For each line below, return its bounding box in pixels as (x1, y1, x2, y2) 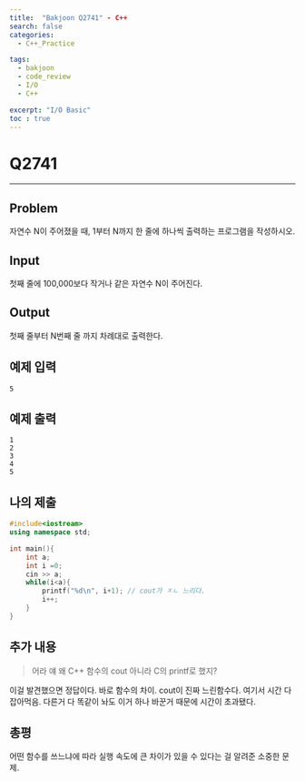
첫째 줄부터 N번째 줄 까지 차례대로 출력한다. (9, 330, 163, 341)
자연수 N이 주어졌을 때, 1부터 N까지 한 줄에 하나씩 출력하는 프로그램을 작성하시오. (9, 226, 296, 237)
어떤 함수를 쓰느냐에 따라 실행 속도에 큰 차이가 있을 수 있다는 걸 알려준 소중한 (9, 751, 280, 762)
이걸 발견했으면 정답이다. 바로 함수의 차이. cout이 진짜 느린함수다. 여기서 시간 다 (9, 685, 292, 695)
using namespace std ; (9, 528, 92, 537)
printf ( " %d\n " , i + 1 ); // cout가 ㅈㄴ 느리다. (42, 586, 206, 596)
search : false (9, 22, 64, 31)
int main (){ (9, 543, 54, 553)
